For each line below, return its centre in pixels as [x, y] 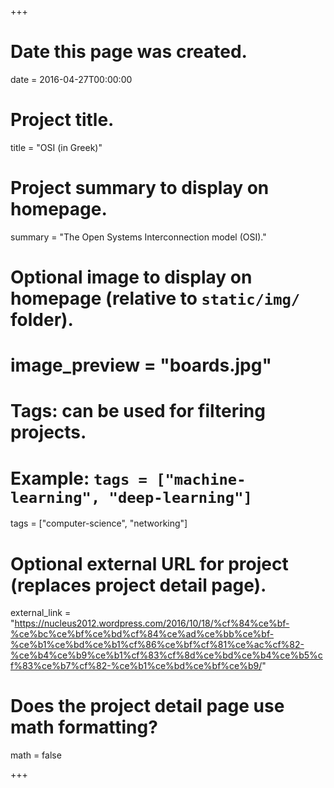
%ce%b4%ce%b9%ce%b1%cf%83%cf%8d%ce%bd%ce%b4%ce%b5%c [166, 655]
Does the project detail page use [147, 706]
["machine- [201, 479]
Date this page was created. [129, 52]
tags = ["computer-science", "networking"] [99, 523]
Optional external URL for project [149, 563]
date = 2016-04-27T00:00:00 [71, 79]
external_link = [41, 613]
